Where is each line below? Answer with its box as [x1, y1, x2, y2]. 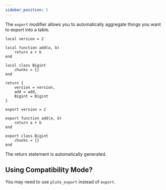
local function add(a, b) [5, 45, 60, 50]
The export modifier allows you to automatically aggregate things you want [5, 21, 161, 27]
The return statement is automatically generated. [5, 151, 107, 157]
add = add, [14, 89, 37, 94]
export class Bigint [5, 133, 49, 139]
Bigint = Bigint [14, 94, 49, 99]
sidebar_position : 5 [5, 7, 49, 13]
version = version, [14, 85, 56, 90]
